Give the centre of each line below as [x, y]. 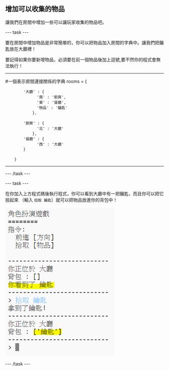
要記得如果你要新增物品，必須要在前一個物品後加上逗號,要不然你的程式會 [81, 59]
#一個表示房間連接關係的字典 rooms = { [46, 81]
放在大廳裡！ [23, 49]
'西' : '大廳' [51, 144]
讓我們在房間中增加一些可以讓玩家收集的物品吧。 [56, 22]
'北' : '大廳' [51, 128]
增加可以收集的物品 [35, 9]
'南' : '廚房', [52, 97]
